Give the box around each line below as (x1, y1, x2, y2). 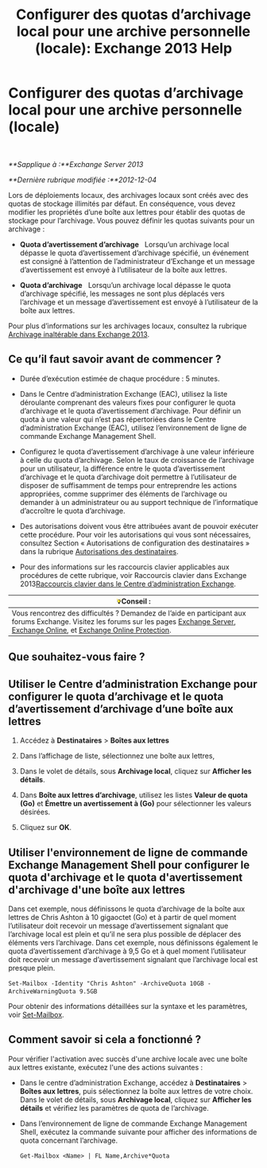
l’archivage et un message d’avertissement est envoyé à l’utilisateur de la (19, 297, 258, 307)
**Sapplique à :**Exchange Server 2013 (8, 159, 144, 169)
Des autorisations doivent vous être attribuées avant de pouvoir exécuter (19, 521, 259, 530)
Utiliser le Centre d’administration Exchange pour (8, 677, 257, 691)
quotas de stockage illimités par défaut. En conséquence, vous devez (8, 199, 236, 208)
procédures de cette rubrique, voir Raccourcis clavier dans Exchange (19, 570, 247, 580)
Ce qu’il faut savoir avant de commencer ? (8, 352, 222, 367)
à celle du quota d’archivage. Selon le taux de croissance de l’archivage (19, 455, 254, 464)
